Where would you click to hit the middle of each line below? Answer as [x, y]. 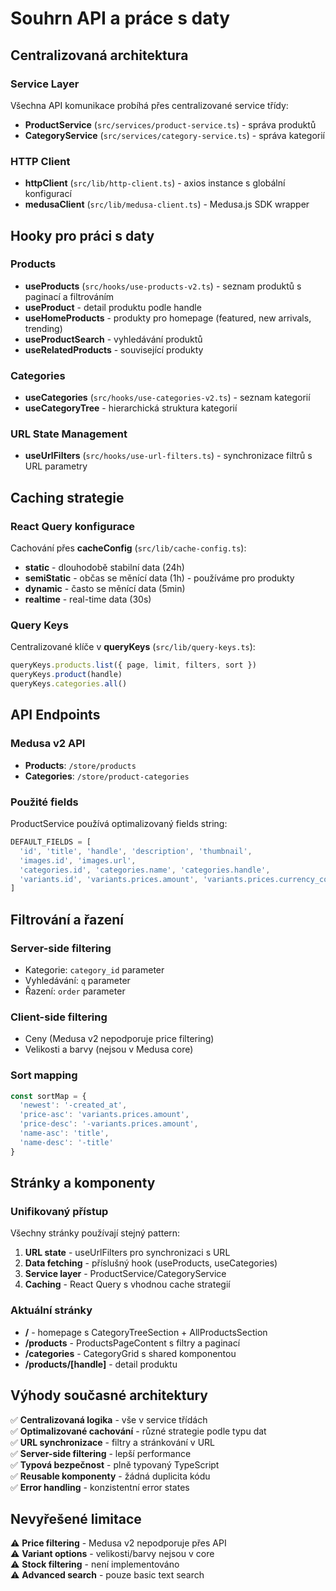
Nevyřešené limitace [76, 1518]
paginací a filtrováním [69, 296]
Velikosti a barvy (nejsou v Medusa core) [109, 1049]
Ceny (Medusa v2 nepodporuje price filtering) [119, 1039]
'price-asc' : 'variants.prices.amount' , [104, 1115]
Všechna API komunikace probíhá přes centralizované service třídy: [149, 105]
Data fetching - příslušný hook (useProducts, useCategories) [151, 1263]
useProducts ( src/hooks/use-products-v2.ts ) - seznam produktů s [163, 286]
